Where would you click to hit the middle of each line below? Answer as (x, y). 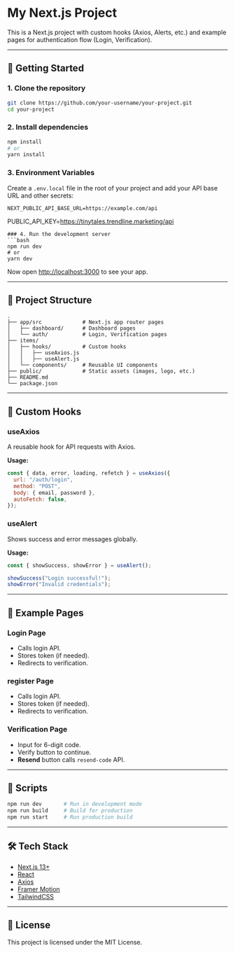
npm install (24, 141)
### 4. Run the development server (59, 234)
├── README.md (28, 377)
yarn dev (20, 258)
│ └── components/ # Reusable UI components (83, 366)
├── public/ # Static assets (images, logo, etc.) (101, 371)
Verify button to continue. (54, 752)
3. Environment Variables (51, 173)
